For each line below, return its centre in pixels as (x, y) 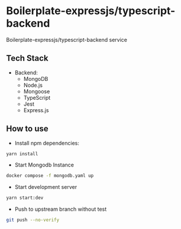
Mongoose (37, 91)
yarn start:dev (25, 198)
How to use (27, 129)
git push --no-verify (33, 220)
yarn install (22, 154)
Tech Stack (27, 58)
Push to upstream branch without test (61, 209)
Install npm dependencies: (47, 143)
